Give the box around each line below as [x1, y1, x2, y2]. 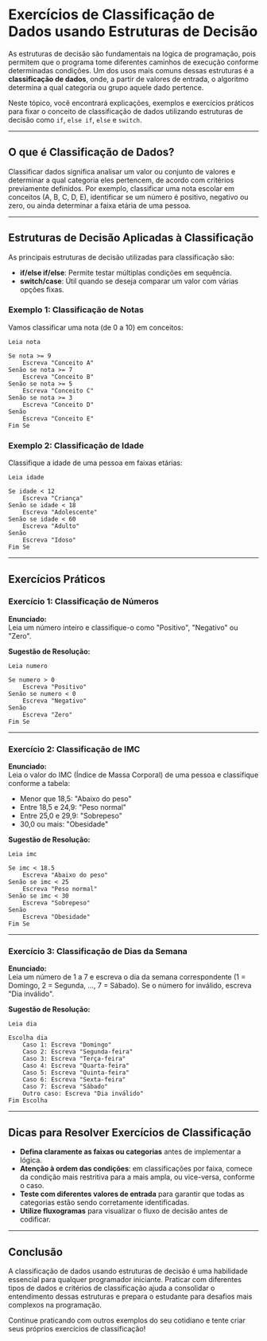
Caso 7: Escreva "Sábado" [22, 1083, 109, 1091]
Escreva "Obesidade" [22, 913, 91, 921]
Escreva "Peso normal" [22, 886, 98, 893]
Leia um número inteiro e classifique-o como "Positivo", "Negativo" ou [8, 623, 238, 632]
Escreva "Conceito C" [22, 386, 94, 395]
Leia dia [8, 1020, 37, 1028]
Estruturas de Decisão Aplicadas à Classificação [8, 231, 254, 244]
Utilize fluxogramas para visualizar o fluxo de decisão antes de [19, 1206, 228, 1216]
